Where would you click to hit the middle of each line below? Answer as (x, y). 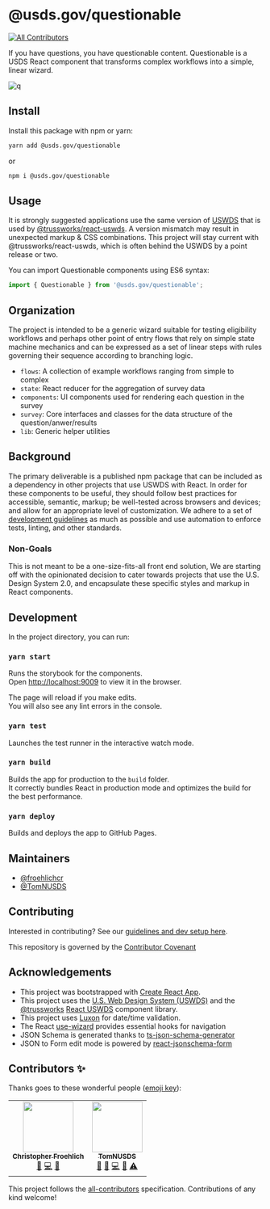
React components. (41, 592)
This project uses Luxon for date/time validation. (100, 1017)
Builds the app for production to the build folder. (89, 779)
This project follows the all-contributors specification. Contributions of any (132, 1189)
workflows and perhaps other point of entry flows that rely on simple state (132, 338)
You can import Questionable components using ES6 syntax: (109, 270)
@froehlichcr (42, 878)
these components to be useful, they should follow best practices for (123, 493)
